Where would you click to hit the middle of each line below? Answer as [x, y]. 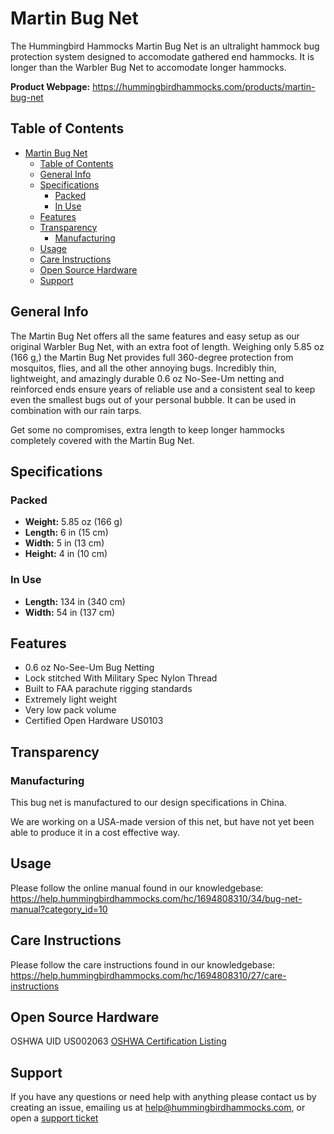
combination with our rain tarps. [76, 410]
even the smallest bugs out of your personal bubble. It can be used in [153, 399]
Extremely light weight [70, 699]
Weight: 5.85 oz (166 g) [73, 522]
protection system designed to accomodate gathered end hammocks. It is [162, 56]
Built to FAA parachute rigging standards [108, 689]
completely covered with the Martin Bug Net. [102, 440]
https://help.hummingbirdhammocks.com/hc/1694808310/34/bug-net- [156, 898]
